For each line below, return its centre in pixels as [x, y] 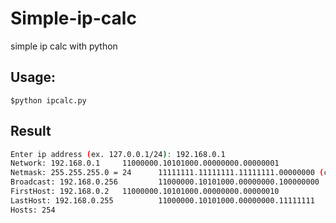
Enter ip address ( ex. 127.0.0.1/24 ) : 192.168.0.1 [118, 154]
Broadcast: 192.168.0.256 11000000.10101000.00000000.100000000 [165, 182]
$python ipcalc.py [48, 100]
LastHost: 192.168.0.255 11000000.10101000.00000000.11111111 [162, 200]
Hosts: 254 [33, 210]
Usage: [33, 77]
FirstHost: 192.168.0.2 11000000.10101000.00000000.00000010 [145, 192]
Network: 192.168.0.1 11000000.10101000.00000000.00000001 [145, 163]
